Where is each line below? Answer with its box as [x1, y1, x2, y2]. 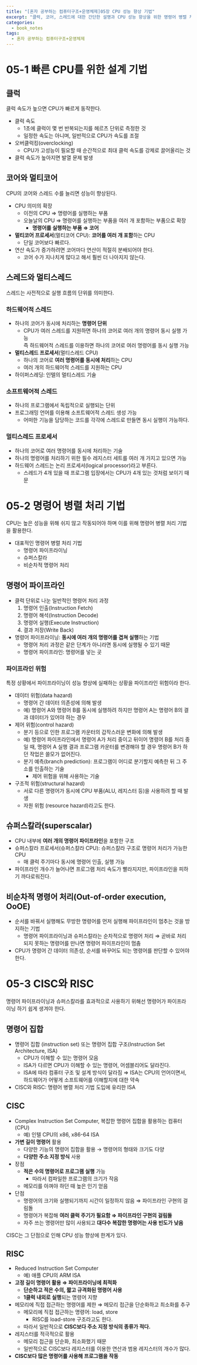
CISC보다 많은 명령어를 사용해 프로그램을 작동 [14, 1352, 119, 1359]
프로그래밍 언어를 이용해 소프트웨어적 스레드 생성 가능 [14, 409, 137, 416]
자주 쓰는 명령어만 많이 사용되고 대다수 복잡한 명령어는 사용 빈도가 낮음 [23, 1219, 184, 1226]
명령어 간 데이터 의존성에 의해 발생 [23, 699, 102, 706]
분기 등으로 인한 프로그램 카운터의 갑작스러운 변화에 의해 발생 [23, 728, 163, 735]
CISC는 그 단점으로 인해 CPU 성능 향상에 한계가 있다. [6, 1232, 128, 1239]
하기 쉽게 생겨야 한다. [16, 1005, 66, 1012]
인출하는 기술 [34, 765, 64, 772]
